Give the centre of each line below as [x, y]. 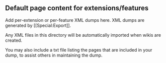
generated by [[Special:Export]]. [38, 25]
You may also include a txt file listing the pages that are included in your [79, 50]
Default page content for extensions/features [77, 8]
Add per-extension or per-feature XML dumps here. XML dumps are [75, 20]
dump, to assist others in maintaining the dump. [54, 55]
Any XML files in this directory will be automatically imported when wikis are [83, 35]
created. [14, 40]
